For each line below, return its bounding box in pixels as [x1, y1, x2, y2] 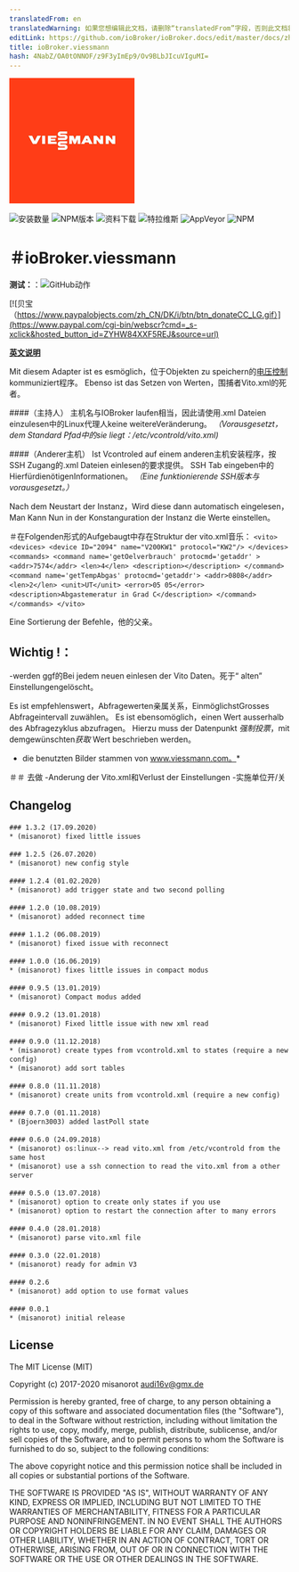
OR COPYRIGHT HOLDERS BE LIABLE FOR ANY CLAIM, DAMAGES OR [9, 1525, 267, 1535]
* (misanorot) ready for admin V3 [9, 1260, 138, 1269]
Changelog [9, 798, 72, 813]
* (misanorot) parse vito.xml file [9, 1233, 141, 1242]
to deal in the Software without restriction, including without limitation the [9, 1414, 278, 1426]
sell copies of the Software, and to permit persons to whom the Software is [9, 1434, 285, 1444]
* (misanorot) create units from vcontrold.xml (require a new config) [9, 1091, 280, 1099]
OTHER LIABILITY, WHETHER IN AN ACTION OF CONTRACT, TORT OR [9, 1535, 269, 1545]
